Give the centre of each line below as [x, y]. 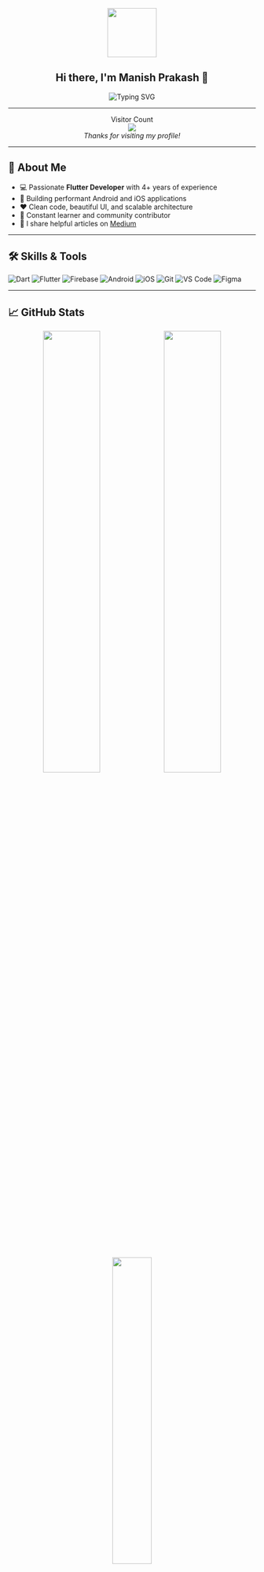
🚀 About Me [37, 168]
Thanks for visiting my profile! [132, 135]
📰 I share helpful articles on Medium [78, 223]
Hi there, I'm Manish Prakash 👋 [132, 78]
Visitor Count [132, 119]
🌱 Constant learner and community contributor [95, 215]
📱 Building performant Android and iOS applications [103, 198]
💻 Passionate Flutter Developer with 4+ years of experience [118, 187]
